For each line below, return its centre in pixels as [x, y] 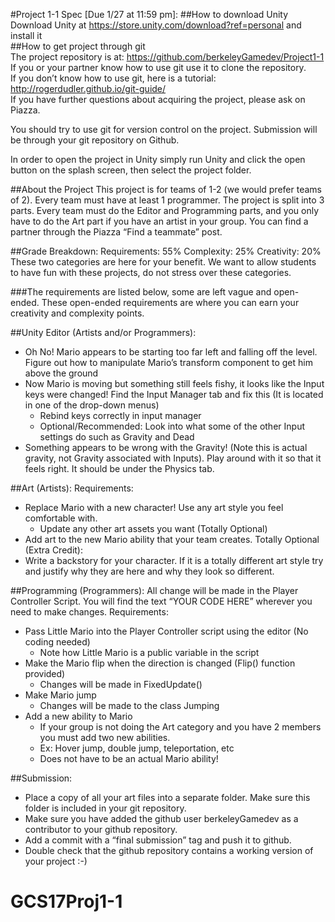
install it [26, 35]
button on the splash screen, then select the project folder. [131, 170]
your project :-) [56, 861]
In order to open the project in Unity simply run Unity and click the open [158, 159]
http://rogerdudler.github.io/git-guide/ [88, 88]
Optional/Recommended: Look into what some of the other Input [172, 426]
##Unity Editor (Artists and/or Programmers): [103, 332]
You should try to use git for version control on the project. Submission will [164, 129]
